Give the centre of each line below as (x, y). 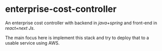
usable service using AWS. (32, 43)
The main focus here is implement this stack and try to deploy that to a (77, 38)
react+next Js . (20, 28)
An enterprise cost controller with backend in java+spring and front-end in (81, 23)
